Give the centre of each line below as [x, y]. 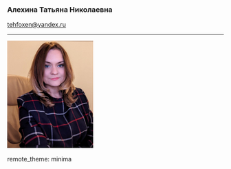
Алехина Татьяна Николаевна [60, 10]
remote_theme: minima [40, 159]
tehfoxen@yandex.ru [37, 25]
